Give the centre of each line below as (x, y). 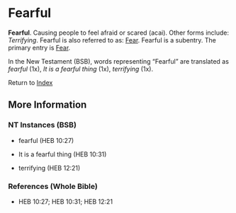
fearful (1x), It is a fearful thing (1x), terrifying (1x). (81, 69)
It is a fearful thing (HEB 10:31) (62, 154)
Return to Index (30, 82)
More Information (47, 105)
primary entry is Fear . (39, 47)
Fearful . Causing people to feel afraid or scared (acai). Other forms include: (119, 33)
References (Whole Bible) (53, 186)
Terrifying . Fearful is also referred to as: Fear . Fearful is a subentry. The (112, 40)
